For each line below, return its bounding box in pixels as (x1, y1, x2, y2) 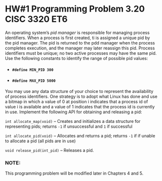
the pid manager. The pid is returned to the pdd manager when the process (5, 40, 155, 45)
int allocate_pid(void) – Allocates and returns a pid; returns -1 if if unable (5, 133, 156, 138)
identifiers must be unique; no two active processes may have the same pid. (5, 50, 157, 56)
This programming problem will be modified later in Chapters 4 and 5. (5, 170, 144, 176)
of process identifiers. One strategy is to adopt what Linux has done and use (5, 93, 158, 99)
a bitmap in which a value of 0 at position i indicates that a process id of (5, 98, 148, 105)
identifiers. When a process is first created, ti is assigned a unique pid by (5, 35, 150, 41)
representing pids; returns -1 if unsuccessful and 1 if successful (5, 123, 133, 129)
